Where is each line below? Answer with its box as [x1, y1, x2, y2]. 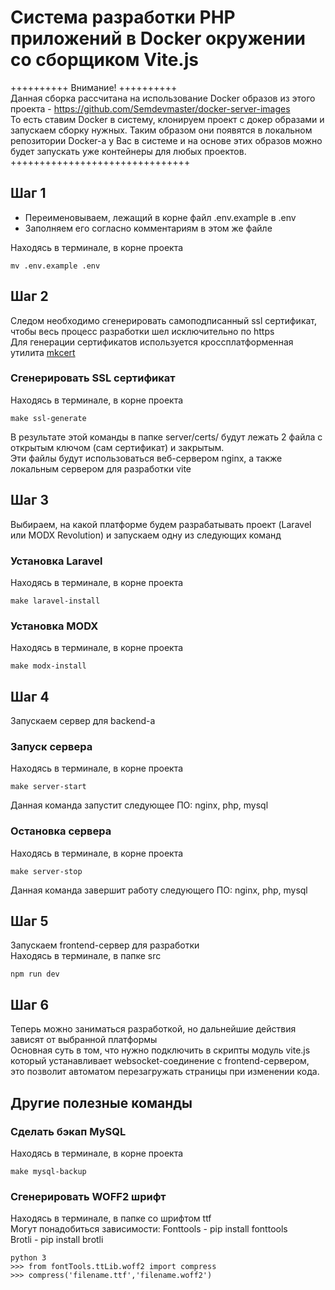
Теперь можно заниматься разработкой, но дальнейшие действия [10, 1023, 297, 1035]
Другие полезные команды [10, 1094, 193, 1111]
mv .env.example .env [10, 261, 101, 271]
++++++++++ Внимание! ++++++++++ [10, 81, 178, 93]
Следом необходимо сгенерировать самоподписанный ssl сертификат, [10, 314, 318, 326]
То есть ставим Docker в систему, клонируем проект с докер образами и [10, 113, 325, 125]
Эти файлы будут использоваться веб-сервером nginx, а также [10, 452, 283, 464]
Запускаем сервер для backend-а [10, 715, 156, 727]
